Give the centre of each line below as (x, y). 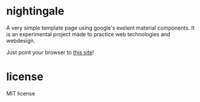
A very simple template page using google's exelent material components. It (101, 28)
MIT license (21, 93)
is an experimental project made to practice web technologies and (88, 34)
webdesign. (21, 40)
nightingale (35, 11)
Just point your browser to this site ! (50, 52)
